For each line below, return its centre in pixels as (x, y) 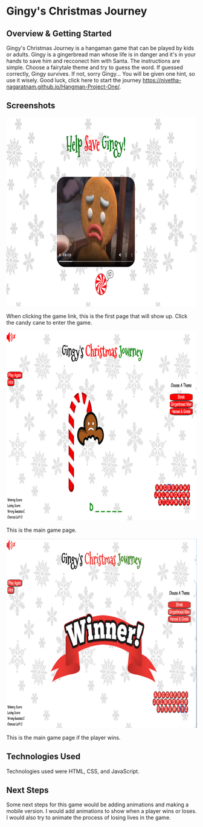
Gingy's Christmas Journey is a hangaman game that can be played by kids (100, 48)
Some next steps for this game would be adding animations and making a (98, 805)
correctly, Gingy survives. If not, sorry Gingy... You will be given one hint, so (101, 74)
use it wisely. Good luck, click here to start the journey (74, 80)
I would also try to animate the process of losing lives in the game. (89, 818)
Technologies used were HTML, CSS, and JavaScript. (73, 771)
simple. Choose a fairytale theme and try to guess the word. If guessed (95, 67)
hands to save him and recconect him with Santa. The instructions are (93, 61)
